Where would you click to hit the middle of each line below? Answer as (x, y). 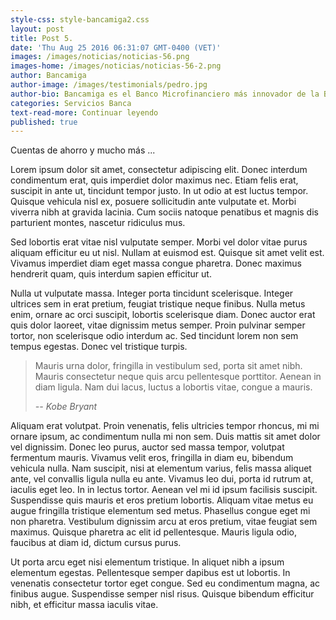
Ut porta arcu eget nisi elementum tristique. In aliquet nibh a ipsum (147, 562)
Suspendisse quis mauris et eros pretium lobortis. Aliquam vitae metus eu (162, 500)
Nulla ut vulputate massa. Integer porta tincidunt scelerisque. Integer (152, 293)
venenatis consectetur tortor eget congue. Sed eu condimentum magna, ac (165, 583)
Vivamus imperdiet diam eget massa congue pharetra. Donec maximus (156, 263)
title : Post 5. (42, 38)
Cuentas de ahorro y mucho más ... (83, 150)
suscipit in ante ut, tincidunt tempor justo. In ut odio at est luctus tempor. (159, 191)
